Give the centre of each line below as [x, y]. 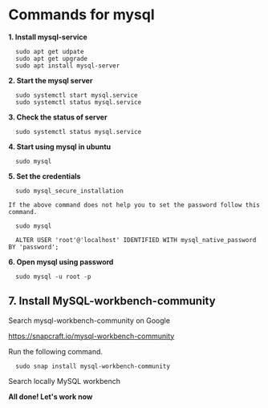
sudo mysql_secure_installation [70, 191]
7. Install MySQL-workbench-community [112, 301]
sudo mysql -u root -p [53, 277]
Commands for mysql [81, 15]
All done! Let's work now [51, 396]
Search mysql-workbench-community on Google [89, 320]
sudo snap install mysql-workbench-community [93, 366]
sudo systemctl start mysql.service [77, 95]
